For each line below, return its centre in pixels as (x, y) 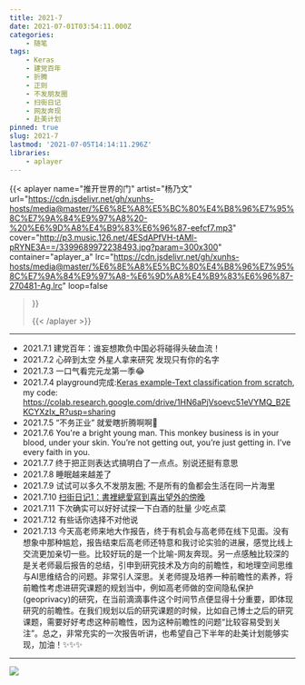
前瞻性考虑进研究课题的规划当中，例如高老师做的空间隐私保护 (138, 588)
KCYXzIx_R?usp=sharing (69, 412)
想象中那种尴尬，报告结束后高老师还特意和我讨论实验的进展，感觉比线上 (157, 542)
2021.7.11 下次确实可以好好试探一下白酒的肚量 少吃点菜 (124, 508)
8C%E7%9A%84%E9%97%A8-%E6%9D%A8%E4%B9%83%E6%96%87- (151, 276)
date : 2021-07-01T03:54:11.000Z (70, 26)
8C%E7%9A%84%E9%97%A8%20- (79, 218)
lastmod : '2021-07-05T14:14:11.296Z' (81, 144)
